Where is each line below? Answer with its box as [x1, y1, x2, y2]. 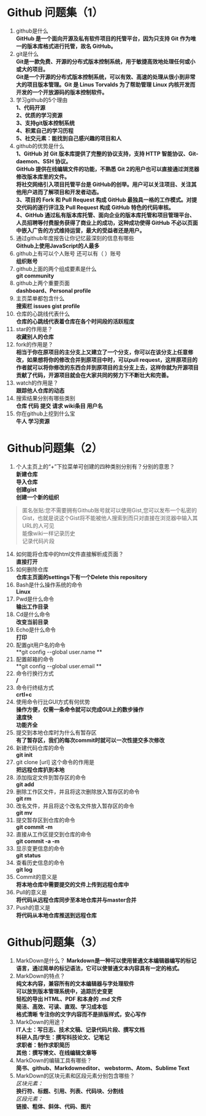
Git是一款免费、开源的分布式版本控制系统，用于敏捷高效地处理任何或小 [15, 58, 196, 65]
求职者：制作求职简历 [15, 1041, 70, 1048]
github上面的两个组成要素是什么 [15, 265, 97, 272]
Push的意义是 [15, 903, 51, 911]
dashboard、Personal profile [15, 287, 91, 294]
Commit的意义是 [15, 873, 58, 880]
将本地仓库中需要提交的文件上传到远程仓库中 [15, 881, 129, 888]
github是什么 [15, 27, 48, 34]
